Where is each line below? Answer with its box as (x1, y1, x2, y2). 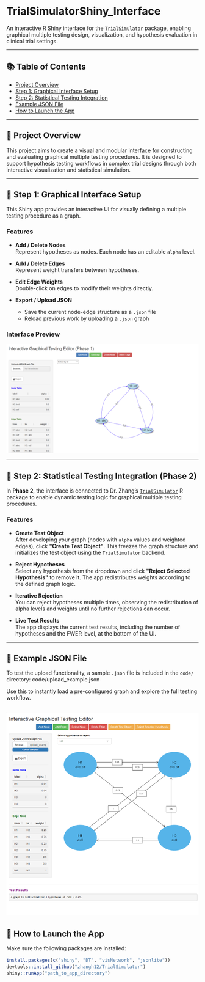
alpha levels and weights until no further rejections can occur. (15, 605, 171, 612)
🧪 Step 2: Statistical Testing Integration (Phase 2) (6, 471, 197, 481)
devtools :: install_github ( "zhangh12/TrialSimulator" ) (6, 964, 146, 970)
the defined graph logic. (15, 580, 76, 587)
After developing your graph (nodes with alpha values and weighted (15, 536, 186, 543)
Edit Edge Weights (15, 278, 63, 285)
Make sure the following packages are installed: (6, 945, 126, 952)
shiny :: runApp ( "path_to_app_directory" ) (6, 970, 111, 976)
